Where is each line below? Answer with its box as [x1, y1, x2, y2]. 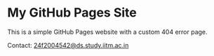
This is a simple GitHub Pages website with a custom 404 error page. [7, 28, 208, 36]
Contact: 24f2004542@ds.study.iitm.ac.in [7, 41, 129, 49]
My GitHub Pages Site [7, 5, 137, 21]
